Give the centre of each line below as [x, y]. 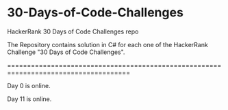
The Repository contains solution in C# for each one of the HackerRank [108, 44]
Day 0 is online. [29, 85]
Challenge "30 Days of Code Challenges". [66, 52]
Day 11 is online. [29, 99]
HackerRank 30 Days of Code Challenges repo [73, 31]
